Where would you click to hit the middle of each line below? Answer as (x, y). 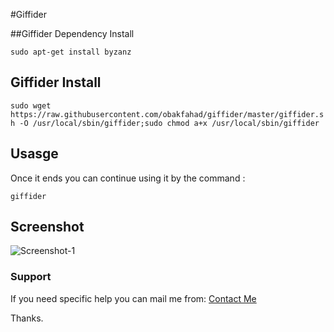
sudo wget (31, 105)
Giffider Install (56, 82)
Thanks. (27, 318)
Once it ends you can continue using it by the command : (128, 178)
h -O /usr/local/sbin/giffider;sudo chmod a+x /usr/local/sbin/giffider (165, 123)
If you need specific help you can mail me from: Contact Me (133, 298)
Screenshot (47, 227)
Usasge (34, 154)
